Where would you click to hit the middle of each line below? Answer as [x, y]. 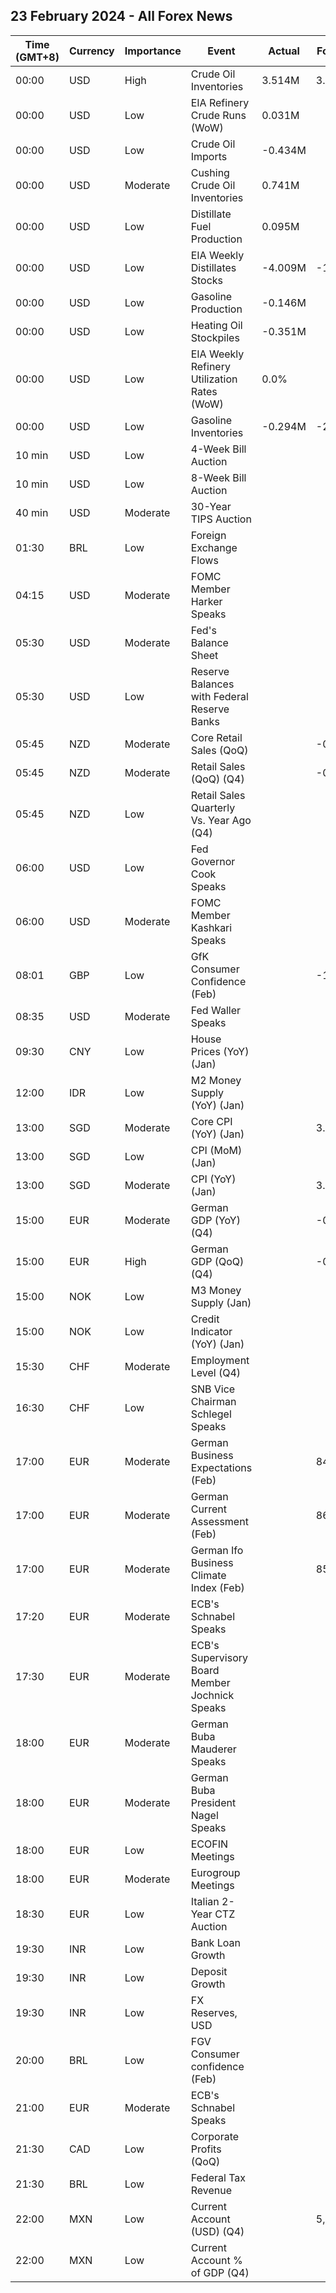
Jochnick [212, 1695]
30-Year [211, 506]
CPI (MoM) [216, 1150]
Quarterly [213, 807]
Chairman [213, 1401]
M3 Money [216, 1290]
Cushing [210, 172]
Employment [220, 1360]
